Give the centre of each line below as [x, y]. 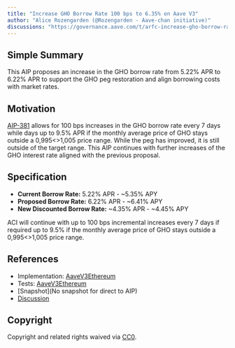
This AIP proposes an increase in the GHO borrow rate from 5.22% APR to [114, 72]
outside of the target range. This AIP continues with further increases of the [116, 148]
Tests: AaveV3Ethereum [52, 283]
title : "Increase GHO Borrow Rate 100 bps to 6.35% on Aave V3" [103, 14]
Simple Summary [45, 55]
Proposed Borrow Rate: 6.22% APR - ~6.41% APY [90, 201]
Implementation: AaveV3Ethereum [66, 276]
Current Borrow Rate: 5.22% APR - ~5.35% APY [87, 194]
